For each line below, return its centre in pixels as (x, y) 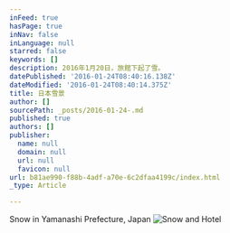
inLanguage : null (42, 43)
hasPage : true (36, 26)
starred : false (38, 51)
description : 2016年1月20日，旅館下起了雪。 (87, 69)
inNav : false (34, 34)
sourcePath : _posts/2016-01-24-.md (77, 110)
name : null (38, 144)
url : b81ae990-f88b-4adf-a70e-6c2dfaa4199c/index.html (115, 177)
